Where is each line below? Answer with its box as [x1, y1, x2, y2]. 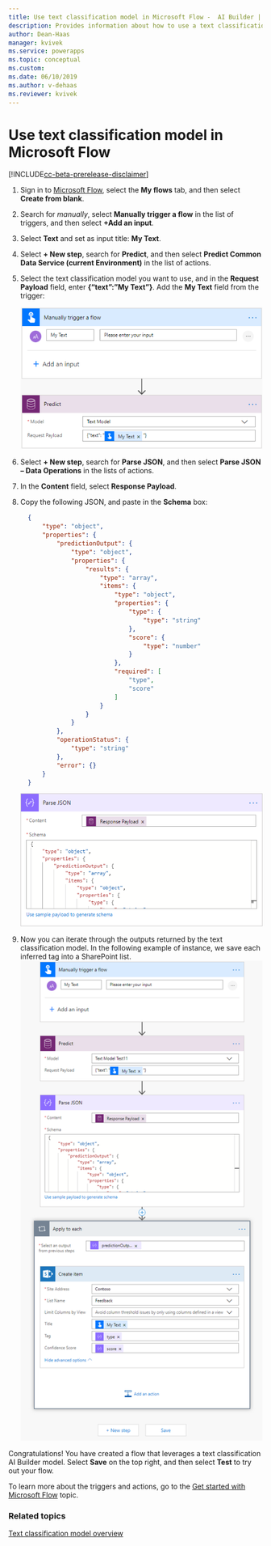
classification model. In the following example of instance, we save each [19, 942, 261, 952]
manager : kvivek [8, 39, 63, 47]
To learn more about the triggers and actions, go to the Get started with [8, 1481, 246, 1492]
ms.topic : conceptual [8, 56, 81, 64]
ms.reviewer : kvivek [8, 90, 78, 98]
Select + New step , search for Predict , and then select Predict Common [19, 249, 262, 259]
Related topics [8, 1510, 66, 1522]
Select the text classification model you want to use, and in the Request [19, 273, 260, 283]
